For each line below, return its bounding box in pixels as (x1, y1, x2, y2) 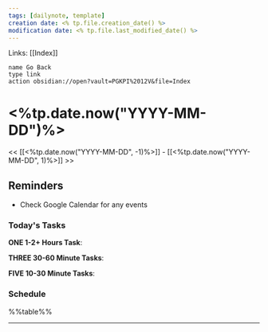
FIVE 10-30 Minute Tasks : (8, 268, 96, 279)
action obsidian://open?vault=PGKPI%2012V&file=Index (8, 77, 191, 86)
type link (8, 71, 41, 79)
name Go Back (8, 64, 52, 72)
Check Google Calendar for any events (19, 200, 148, 209)
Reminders (8, 178, 64, 192)
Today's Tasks (8, 220, 66, 231)
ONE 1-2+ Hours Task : (8, 238, 83, 248)
